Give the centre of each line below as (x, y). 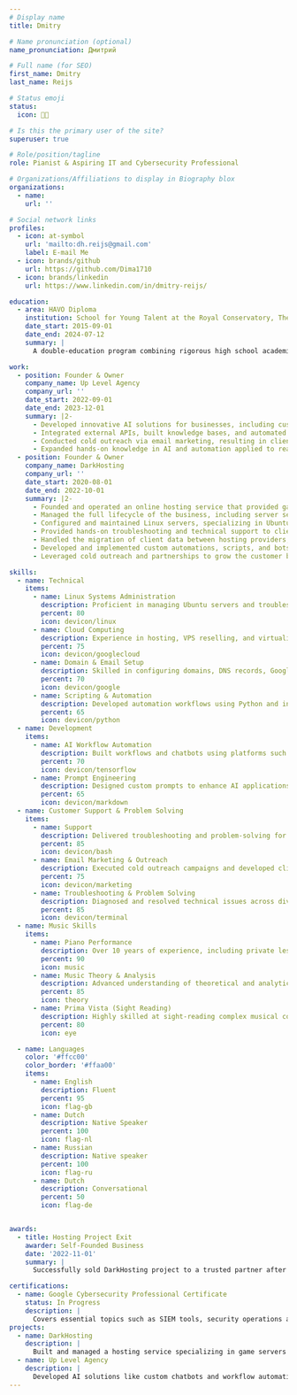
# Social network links (53, 220)
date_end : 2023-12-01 (65, 408)
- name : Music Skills (57, 926)
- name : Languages (51, 1049)
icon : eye (59, 1033)
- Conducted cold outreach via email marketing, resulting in (149, 441)
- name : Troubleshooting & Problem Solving (114, 893)
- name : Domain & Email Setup (88, 663)
